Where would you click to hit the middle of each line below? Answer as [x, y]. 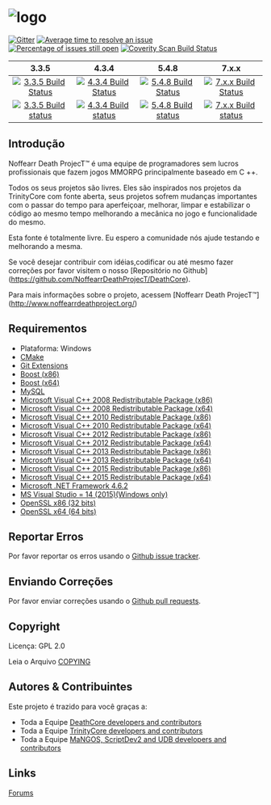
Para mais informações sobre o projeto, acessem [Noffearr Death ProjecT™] [134, 294]
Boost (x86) [40, 374]
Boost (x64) [40, 382]
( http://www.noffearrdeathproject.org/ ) [73, 303]
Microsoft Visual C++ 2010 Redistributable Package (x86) [116, 417]
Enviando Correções [61, 582]
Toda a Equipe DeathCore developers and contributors [110, 722]
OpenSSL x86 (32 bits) [58, 503]
